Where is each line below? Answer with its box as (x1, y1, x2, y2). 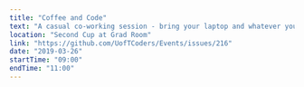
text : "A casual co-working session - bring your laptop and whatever (9, 22, 281, 31)
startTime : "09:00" (9, 55, 83, 64)
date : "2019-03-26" (9, 47, 83, 56)
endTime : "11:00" (9, 64, 75, 73)
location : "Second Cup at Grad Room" (9, 30, 152, 39)
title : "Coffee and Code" (9, 13, 107, 23)
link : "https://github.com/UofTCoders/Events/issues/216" (9, 38, 233, 48)
